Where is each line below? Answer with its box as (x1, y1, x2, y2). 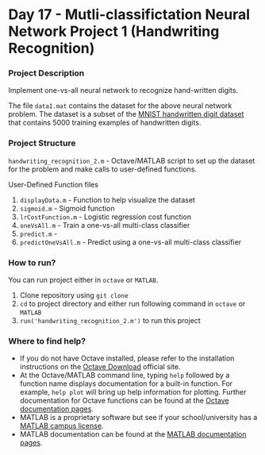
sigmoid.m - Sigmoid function (19, 203, 115, 213)
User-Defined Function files (8, 179, 99, 189)
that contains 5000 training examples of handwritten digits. (8, 118, 202, 128)
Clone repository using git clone (19, 291, 129, 300)
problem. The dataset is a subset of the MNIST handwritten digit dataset (8, 110, 244, 119)
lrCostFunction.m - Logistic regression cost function (19, 212, 192, 222)
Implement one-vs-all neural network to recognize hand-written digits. (8, 86, 239, 95)
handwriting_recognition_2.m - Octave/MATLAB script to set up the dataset (8, 156, 255, 165)
